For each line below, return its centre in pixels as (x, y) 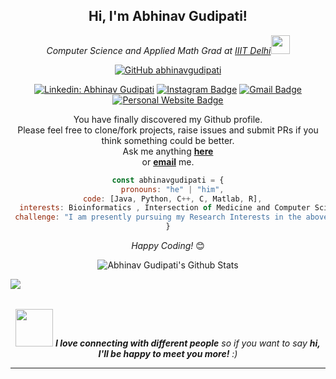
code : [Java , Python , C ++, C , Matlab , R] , (172, 199)
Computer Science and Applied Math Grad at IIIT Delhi (159, 50)
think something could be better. (168, 140)
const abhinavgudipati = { (168, 180)
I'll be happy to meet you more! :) (168, 354)
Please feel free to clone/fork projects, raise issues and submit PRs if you (168, 130)
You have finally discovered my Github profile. (168, 119)
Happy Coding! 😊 (168, 246)
